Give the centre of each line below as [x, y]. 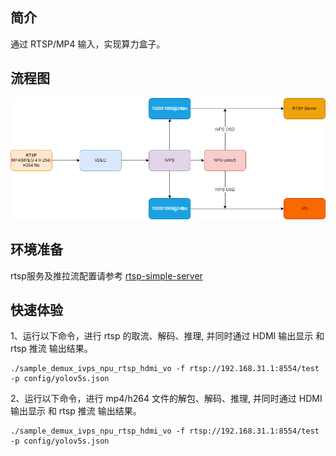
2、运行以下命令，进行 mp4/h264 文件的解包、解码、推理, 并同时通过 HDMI [166, 399]
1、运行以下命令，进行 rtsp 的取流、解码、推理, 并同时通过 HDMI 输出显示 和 [167, 336]
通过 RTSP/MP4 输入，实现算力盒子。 [88, 44]
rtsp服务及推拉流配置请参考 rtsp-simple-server [106, 275]
